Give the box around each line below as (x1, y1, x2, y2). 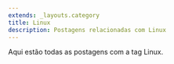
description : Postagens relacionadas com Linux (8, 26, 167, 34)
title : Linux (8, 19, 51, 27)
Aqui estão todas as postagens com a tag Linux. (8, 48, 164, 57)
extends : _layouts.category (8, 11, 100, 20)
